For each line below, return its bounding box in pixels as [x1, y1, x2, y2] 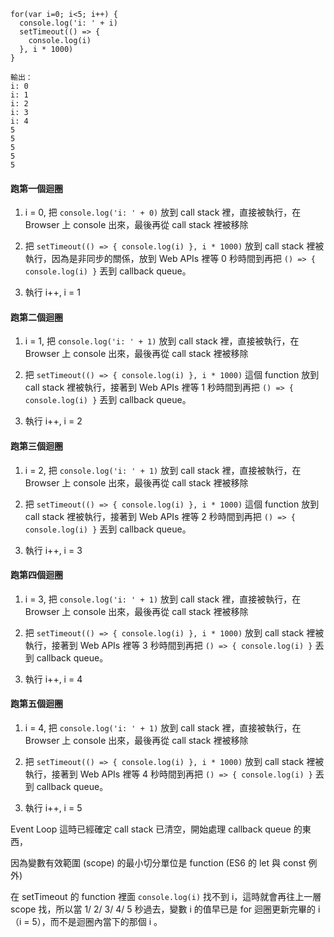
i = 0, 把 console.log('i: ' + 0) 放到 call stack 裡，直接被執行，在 [24, 206, 302, 219]
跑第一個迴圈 [10, 182, 63, 194]
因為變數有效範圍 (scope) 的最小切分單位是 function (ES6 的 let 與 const [10, 857, 307, 869]
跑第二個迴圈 [10, 311, 63, 323]
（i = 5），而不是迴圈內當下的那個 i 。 [10, 916, 163, 928]
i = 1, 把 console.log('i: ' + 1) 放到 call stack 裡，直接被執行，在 [24, 335, 300, 347]
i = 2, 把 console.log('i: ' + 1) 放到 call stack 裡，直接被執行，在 [24, 464, 302, 476]
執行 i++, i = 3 [24, 544, 83, 556]
